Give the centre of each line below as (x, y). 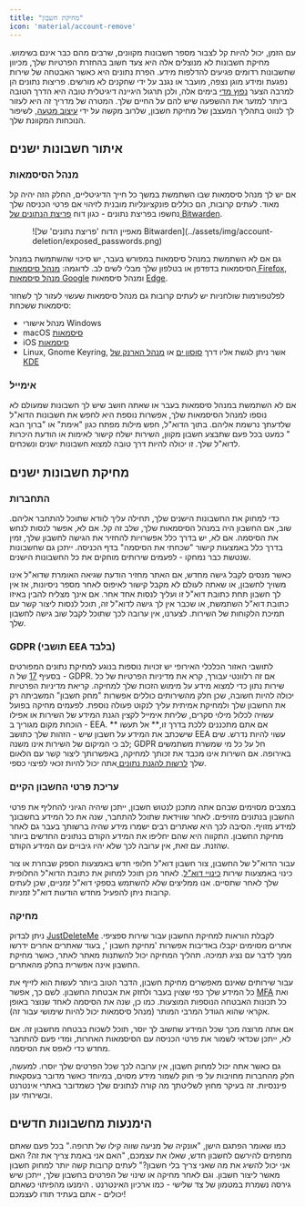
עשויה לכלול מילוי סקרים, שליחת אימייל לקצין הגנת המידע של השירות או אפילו (142, 715)
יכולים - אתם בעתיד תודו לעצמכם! (68, 1193)
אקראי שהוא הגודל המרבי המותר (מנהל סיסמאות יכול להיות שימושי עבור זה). (140, 1011)
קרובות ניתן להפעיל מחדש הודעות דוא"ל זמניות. (90, 892)
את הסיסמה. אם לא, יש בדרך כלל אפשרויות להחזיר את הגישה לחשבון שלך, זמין (144, 537)
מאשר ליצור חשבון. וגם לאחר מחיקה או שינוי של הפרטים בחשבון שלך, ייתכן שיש (145, 1174)
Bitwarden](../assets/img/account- (208, 231)
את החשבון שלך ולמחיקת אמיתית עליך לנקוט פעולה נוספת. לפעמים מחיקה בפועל (147, 705)
